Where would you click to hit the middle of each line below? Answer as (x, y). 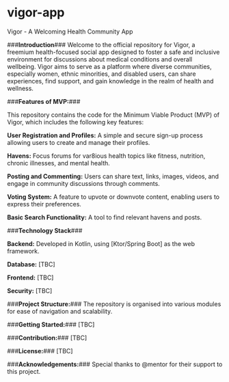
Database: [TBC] (31, 264)
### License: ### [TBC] (40, 351)
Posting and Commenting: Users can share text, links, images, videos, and (113, 176)
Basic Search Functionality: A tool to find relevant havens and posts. (105, 217)
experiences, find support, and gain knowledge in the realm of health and (110, 81)
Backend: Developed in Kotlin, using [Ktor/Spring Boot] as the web (101, 243)
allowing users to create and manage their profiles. (79, 142)
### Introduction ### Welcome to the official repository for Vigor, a (101, 44)
